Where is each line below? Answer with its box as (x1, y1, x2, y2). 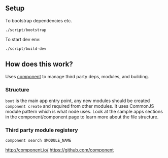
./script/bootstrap (5, 27, 47, 33)
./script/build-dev (5, 46, 47, 51)
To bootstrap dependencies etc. (5, 17, 72, 23)
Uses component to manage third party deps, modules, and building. (5, 73, 149, 79)
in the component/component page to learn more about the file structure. (5, 114, 159, 120)
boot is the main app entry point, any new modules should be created (5, 98, 150, 104)
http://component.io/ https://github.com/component (5, 147, 114, 153)
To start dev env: (5, 36, 41, 42)
